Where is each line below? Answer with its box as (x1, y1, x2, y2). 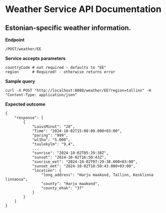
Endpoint (5, 37, 25, 43)
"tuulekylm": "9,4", (32, 142, 75, 147)
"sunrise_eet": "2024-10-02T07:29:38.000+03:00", (32, 159, 138, 164)
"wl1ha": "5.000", (32, 137, 71, 142)
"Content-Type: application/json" (5, 92, 78, 97)
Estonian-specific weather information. (5, 24, 131, 32)
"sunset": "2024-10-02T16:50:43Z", (32, 155, 107, 160)
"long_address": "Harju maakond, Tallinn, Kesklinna (41, 172, 154, 177)
